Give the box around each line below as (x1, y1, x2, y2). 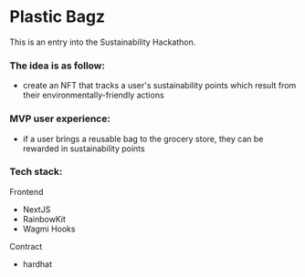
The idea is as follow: (9, 59, 105, 72)
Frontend (9, 186, 44, 197)
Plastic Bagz (9, 6, 106, 27)
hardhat (22, 258, 53, 270)
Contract (9, 241, 43, 251)
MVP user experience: (9, 112, 111, 125)
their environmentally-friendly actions (22, 89, 164, 101)
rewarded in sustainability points (22, 143, 145, 154)
